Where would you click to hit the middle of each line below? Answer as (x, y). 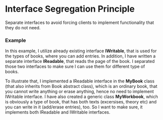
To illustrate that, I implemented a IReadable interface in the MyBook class (80, 81)
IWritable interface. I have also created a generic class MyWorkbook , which (82, 97)
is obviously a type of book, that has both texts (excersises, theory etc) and (81, 102)
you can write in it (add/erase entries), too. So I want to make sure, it (74, 107)
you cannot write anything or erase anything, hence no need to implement (80, 92)
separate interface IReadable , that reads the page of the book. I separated (80, 61)
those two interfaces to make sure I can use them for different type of (75, 66)
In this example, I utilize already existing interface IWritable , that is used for (81, 51)
